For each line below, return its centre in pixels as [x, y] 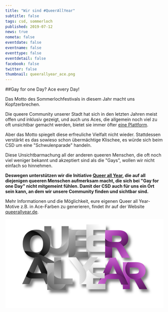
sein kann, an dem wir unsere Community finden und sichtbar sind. [77, 192]
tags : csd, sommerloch [29, 21]
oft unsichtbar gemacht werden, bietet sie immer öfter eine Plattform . [77, 125]
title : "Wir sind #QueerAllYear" [40, 11]
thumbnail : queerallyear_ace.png [40, 74]
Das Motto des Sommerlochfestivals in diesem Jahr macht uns [70, 99]
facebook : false [22, 64]
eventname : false [23, 48]
